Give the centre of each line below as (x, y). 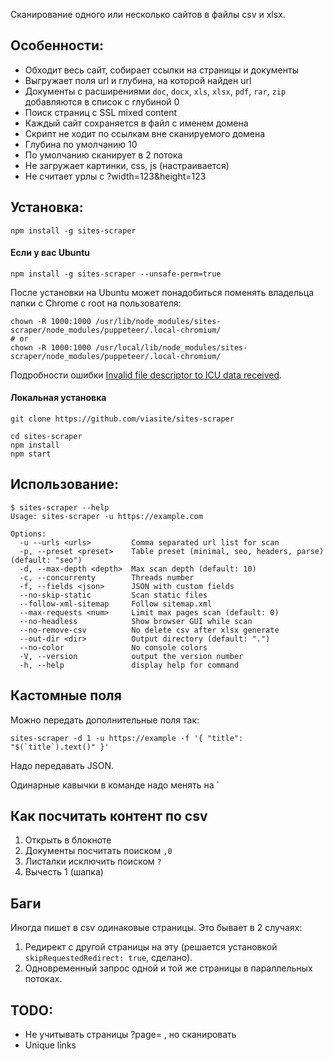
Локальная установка (58, 398)
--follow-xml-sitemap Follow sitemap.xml (116, 604)
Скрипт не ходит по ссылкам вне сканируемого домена (145, 133)
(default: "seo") (46, 560)
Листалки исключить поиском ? (93, 861)
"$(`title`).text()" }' (60, 747)
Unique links (50, 1045)
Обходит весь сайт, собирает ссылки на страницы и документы (161, 70)
